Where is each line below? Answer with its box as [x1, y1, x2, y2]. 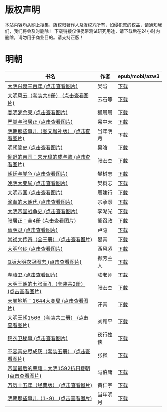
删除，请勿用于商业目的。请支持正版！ [5, 34, 83, 40]
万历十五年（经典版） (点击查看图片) [7, 382, 93, 389]
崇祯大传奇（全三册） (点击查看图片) [7, 236, 93, 243]
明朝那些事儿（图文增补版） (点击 [7, 128, 86, 135]
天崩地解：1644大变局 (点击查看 [7, 297, 84, 304]
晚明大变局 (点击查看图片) [7, 180, 68, 187]
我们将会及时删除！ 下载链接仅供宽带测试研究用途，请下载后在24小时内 [13, 28, 160, 34]
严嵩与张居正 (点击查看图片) [7, 118, 73, 125]
